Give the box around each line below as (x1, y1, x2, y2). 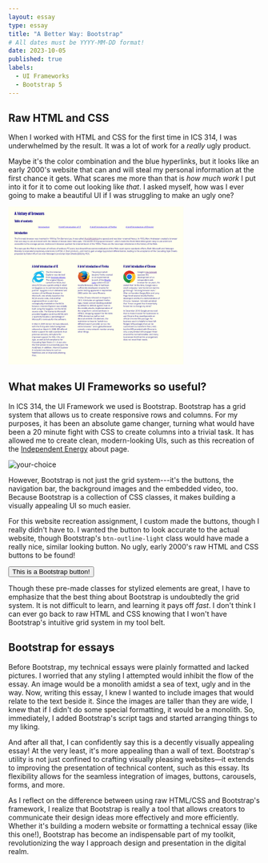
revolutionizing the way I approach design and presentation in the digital (8, 838, 246, 848)
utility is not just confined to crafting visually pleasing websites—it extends (8, 754, 254, 764)
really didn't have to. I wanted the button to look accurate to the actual (8, 525, 240, 534)
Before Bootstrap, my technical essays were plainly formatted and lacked (8, 662, 250, 671)
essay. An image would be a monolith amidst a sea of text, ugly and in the (8, 679, 250, 689)
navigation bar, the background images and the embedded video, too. (8, 484, 238, 493)
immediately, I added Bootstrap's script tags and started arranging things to (8, 713, 258, 723)
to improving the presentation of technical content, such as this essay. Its (8, 763, 250, 772)
